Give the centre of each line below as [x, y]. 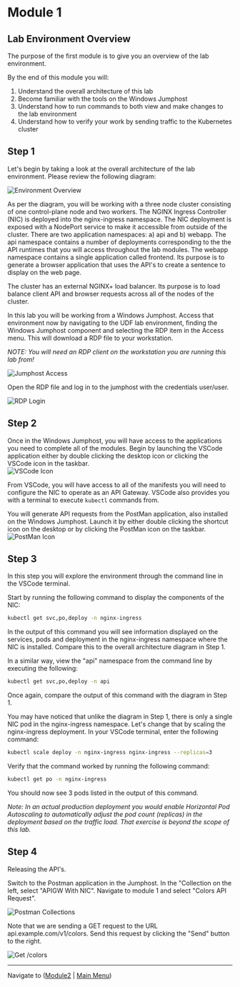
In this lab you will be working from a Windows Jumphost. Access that [111, 315]
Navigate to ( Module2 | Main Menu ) [60, 975]
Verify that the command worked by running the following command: [109, 766]
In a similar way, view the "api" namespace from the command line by [110, 661]
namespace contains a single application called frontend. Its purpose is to [116, 257]
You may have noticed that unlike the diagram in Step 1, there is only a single [120, 717]
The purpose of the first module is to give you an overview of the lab [108, 56]
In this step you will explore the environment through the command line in [115, 576]
